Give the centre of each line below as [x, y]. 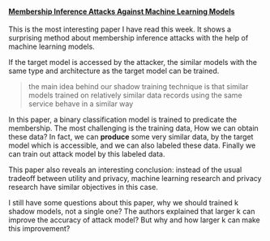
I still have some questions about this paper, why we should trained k [124, 203]
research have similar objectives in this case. [83, 187]
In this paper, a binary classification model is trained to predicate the [123, 120]
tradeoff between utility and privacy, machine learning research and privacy [135, 179]
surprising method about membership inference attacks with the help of [129, 38]
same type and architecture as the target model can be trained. [114, 71]
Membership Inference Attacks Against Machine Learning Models [122, 11]
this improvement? [39, 229]
